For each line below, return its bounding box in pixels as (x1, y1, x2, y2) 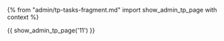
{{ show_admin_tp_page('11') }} (7, 27, 95, 34)
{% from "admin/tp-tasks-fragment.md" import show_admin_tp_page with (7, 6, 217, 14)
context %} (7, 13, 39, 21)
